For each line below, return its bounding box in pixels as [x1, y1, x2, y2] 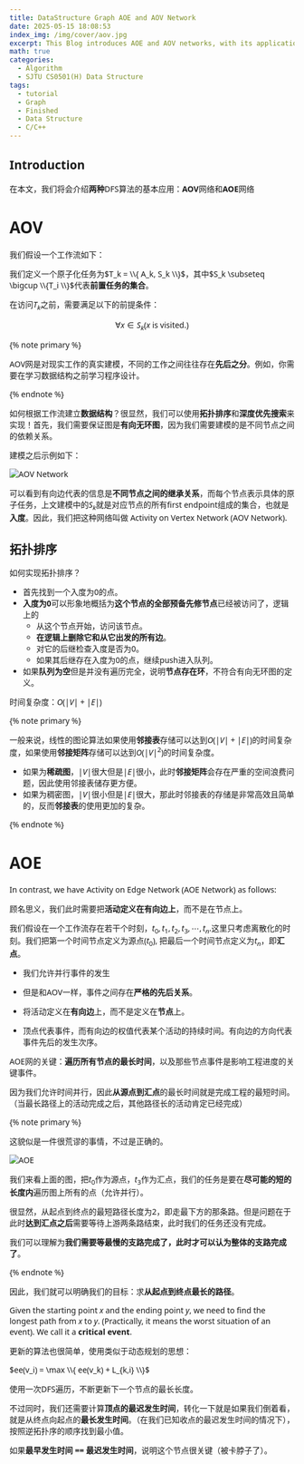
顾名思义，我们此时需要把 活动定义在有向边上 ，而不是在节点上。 [9, 903, 247, 914]
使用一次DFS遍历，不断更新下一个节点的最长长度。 [9, 1382, 199, 1395]
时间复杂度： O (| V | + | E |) [9, 696, 102, 708]
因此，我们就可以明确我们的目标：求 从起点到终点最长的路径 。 [9, 1285, 240, 1297]
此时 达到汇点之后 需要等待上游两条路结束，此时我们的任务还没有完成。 [9, 1216, 271, 1229]
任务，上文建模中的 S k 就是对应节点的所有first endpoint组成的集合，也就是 [16, 499, 290, 512]
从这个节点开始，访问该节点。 [35, 620, 147, 631]
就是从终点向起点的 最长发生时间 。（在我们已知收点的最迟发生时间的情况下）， [9, 1413, 295, 1425]
